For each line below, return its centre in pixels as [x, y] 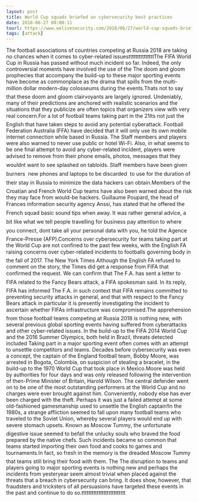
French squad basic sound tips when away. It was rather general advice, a [96, 213]
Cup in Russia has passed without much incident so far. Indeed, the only [94, 63]
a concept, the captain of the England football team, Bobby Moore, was [93, 356]
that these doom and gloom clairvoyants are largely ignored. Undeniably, [94, 97]
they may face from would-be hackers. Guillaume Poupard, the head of [92, 198]
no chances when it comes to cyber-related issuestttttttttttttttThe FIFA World [99, 57]
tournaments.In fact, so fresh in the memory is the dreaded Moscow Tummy [98, 453]
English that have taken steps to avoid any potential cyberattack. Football [95, 124]
